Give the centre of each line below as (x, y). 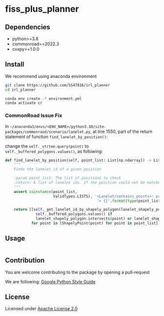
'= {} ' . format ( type (117, 201)
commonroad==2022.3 (36, 44)
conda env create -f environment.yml (43, 99)
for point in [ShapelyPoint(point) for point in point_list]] (96, 223)
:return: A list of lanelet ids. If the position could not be (80, 183)
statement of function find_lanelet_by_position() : (56, 137)
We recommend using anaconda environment (51, 76)
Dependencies (28, 27)
